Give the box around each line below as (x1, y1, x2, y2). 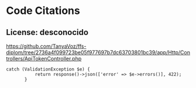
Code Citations (6, 4, 80, 17)
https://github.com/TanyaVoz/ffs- (6, 43, 87, 50)
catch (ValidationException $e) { (6, 66, 91, 72)
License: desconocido (6, 27, 89, 37)
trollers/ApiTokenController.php (6, 55, 82, 62)
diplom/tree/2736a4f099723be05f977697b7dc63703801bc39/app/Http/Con (6, 49, 190, 56)
